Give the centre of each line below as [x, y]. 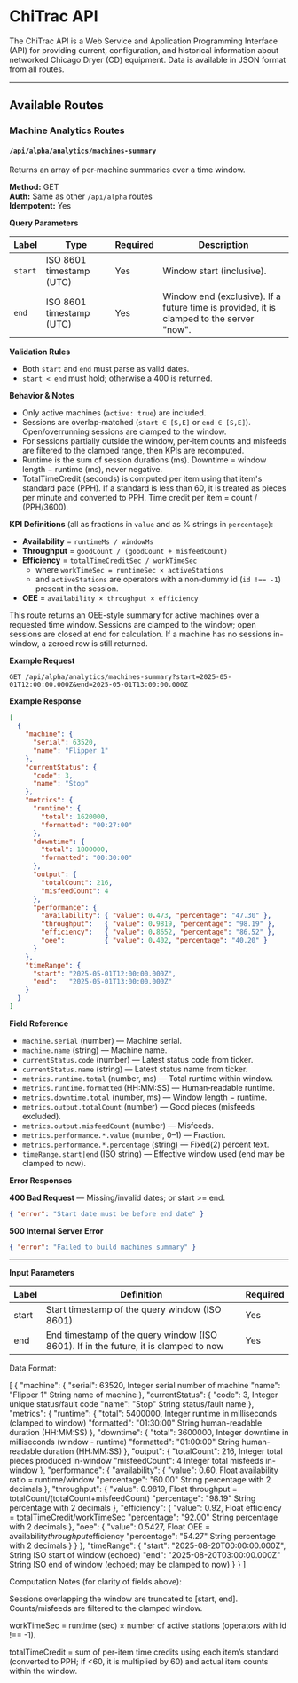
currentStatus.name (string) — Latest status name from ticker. [135, 1069]
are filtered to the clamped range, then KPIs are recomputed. [133, 451]
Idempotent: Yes [40, 206]
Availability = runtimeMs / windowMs [87, 541]
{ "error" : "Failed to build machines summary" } [103, 1247]
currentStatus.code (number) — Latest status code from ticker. [137, 1059]
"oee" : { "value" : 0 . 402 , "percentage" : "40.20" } [154, 941]
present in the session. [77, 589]
